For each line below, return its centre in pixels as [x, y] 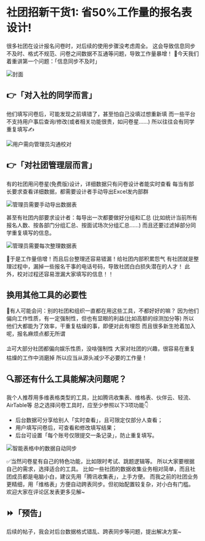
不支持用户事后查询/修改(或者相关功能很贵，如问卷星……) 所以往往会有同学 [100, 121]
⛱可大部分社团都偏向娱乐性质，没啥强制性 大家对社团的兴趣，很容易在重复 [101, 348]
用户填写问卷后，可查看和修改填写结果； [66, 428]
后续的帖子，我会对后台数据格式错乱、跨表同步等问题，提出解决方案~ [94, 532]
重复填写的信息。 [33, 232]
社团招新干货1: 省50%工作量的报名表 [99, 13]
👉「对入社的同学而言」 [51, 95]
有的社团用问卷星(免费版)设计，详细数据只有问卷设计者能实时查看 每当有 [98, 183]
